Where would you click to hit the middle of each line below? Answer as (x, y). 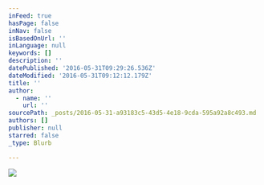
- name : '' (34, 98)
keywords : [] (30, 53)
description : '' (35, 61)
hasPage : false (34, 23)
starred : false (34, 135)
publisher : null (35, 128)
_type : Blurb (30, 143)
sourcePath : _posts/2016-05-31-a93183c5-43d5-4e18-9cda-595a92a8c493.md (132, 113)
